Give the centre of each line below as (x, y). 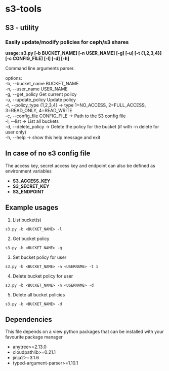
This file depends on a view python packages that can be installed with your (85, 332)
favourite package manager (34, 337)
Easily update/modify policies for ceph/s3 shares (67, 42)
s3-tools (24, 9)
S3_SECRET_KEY (31, 186)
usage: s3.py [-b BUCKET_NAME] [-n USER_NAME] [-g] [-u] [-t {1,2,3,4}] (83, 53)
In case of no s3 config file (48, 154)
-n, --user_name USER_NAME (36, 89)
